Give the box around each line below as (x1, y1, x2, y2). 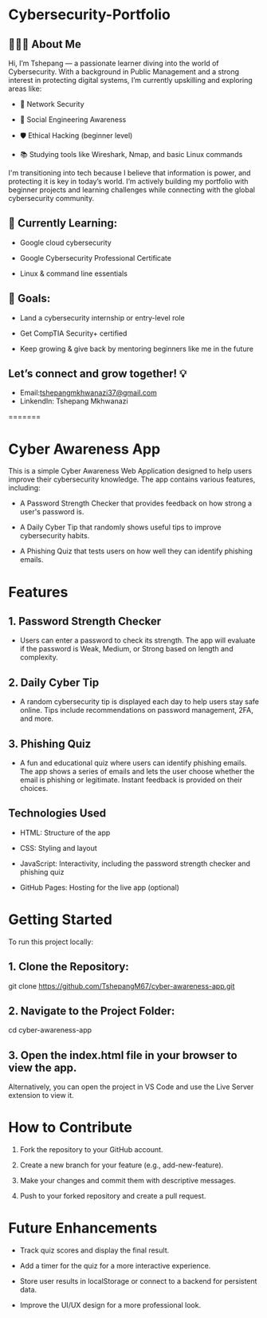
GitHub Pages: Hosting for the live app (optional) (19, 883, 179, 892)
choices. (19, 784, 49, 793)
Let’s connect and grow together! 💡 (8, 367, 187, 380)
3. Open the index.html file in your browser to (8, 1048, 238, 1062)
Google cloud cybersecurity (19, 238, 112, 247)
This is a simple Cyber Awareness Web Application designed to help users (8, 466, 253, 476)
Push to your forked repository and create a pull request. (19, 1191, 206, 1201)
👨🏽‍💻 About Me (8, 37, 81, 51)
